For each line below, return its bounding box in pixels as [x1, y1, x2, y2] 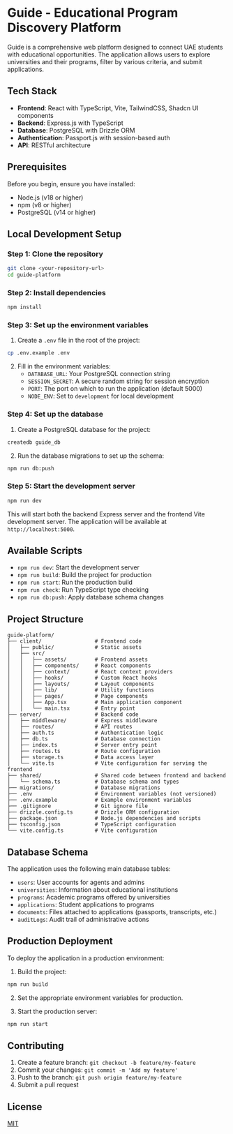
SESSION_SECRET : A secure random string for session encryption [27, 377, 209, 385]
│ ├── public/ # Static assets [7, 644, 142, 651]
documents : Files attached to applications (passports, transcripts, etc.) [17, 908, 218, 916]
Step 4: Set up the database [7, 410, 103, 419]
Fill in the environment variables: [17, 362, 112, 371]
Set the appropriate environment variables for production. [17, 993, 183, 1002]
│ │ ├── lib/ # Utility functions [7, 687, 155, 694]
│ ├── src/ [7, 650, 45, 657]
